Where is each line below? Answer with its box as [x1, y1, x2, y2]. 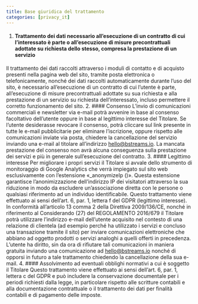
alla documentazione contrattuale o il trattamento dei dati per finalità [6, 285, 173, 292]
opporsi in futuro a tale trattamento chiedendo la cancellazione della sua [6, 253, 183, 261]
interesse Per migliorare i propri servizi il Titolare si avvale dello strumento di [6, 159, 192, 166]
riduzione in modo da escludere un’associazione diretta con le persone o [6, 184, 183, 191]
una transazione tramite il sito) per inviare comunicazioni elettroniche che [6, 228, 185, 235]
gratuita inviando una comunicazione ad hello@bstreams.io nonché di [6, 247, 176, 254]
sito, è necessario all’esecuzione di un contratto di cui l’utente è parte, [6, 84, 176, 91]
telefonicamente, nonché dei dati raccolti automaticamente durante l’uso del [6, 77, 191, 84]
